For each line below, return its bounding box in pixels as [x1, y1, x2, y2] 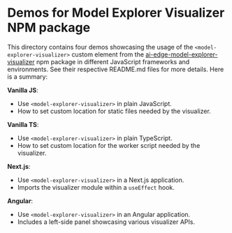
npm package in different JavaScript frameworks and [36, 57, 190, 66]
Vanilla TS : [7, 120, 39, 128]
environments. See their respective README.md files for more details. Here [7, 65, 224, 73]
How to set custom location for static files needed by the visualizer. [17, 107, 211, 115]
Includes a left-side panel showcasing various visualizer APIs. [17, 218, 196, 226]
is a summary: [7, 72, 48, 81]
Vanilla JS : [7, 86, 38, 94]
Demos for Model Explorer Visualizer [7, 5, 225, 21]
